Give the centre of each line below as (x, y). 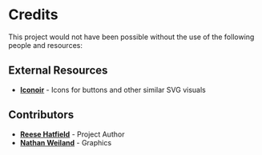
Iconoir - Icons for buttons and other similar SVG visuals (113, 89)
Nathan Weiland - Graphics (66, 142)
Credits (33, 15)
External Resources (58, 71)
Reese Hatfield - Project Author (72, 134)
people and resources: (45, 45)
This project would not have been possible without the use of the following (131, 37)
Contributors (41, 115)
